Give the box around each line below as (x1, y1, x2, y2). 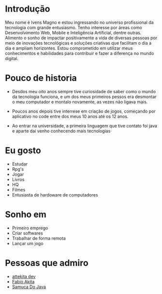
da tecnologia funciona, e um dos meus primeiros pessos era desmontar (12, 94, 157, 99)
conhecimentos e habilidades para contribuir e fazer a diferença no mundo (5, 50, 154, 56)
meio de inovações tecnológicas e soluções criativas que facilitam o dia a (5, 40, 152, 46)
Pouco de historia (5, 73, 77, 83)
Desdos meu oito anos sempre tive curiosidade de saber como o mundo (12, 88, 156, 94)
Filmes (12, 187, 26, 193)
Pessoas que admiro (5, 257, 88, 268)
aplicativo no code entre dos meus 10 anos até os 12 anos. (12, 113, 129, 119)
